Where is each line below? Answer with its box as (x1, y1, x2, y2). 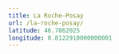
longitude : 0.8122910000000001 (8, 33, 113, 42)
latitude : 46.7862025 (8, 26, 81, 34)
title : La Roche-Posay (8, 11, 84, 20)
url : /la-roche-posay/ (8, 19, 84, 27)
